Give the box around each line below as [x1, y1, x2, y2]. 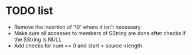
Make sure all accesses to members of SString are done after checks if [14, 29, 186, 36]
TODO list [5, 4, 53, 18]
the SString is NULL [14, 36, 62, 43]
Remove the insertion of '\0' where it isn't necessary [14, 23, 142, 30]
